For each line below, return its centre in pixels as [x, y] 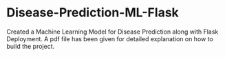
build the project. [31, 46]
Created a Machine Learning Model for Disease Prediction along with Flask [112, 32]
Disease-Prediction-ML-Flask [93, 13]
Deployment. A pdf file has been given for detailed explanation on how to [110, 38]
